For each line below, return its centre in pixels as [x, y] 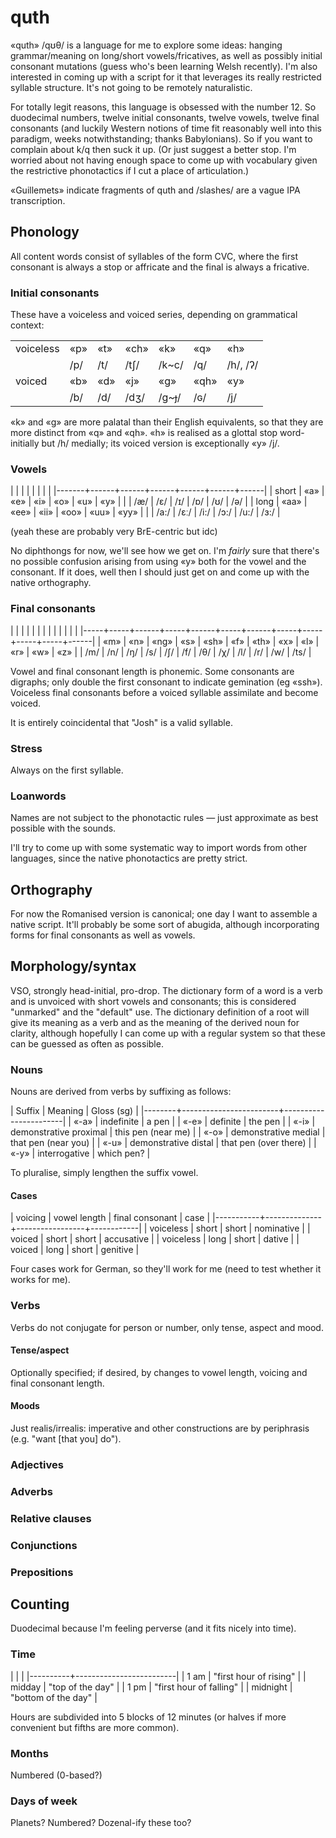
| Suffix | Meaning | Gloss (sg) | [74, 1111]
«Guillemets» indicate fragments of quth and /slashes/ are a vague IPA [155, 190]
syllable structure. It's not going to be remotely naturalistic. [131, 87]
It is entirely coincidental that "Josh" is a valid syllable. [121, 722]
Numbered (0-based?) [56, 1775]
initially [25, 443]
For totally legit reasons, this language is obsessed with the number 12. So [163, 107]
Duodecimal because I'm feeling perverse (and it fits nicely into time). [153, 1628]
